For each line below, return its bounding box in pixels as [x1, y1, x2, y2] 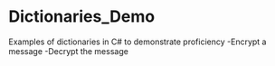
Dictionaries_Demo [8, 6, 156, 27]
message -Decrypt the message [8, 45, 128, 56]
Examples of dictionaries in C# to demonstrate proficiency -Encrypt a [8, 36, 267, 47]
